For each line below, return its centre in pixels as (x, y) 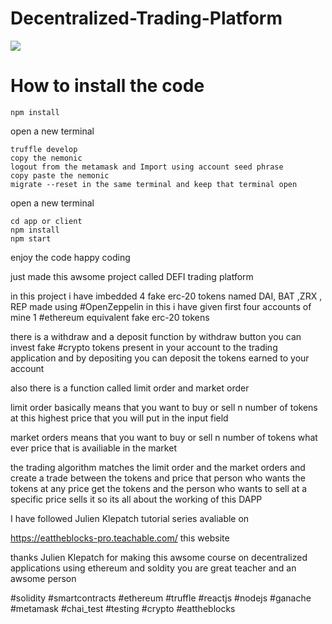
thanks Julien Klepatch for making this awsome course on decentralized (159, 557)
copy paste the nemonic (60, 175)
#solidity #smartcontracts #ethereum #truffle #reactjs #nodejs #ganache (161, 598)
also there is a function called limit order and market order (130, 388)
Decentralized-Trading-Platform (146, 18)
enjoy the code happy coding (70, 257)
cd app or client (46, 221)
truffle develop (44, 149)
